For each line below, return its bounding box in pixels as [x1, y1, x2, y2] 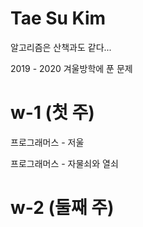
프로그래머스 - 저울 [10, 136, 85, 148]
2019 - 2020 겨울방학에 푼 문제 [10, 62, 133, 74]
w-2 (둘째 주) [10, 197, 115, 219]
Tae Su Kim [10, 7, 107, 30]
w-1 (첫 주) [10, 102, 95, 124]
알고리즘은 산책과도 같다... [10, 41, 112, 53]
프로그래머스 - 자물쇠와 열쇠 [10, 157, 119, 169]
